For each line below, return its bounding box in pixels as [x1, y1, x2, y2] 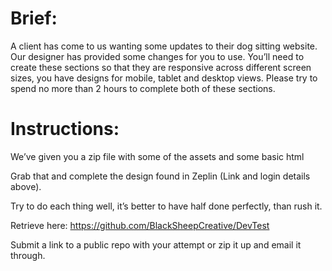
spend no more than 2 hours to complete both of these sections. [10, 82, 276, 94]
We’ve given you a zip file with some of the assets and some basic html [10, 150, 305, 162]
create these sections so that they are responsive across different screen [10, 61, 312, 73]
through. [10, 249, 46, 261]
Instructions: [10, 118, 120, 141]
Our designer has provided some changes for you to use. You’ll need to [10, 50, 305, 62]
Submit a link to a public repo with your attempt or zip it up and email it [10, 238, 302, 251]
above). [10, 180, 42, 192]
